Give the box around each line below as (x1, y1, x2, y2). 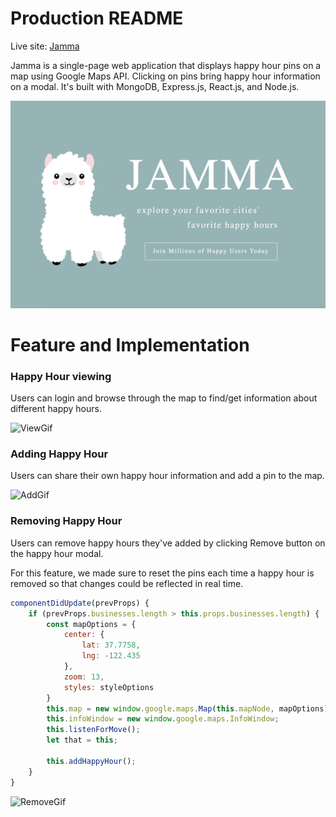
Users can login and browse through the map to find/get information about (10, 392, 318, 404)
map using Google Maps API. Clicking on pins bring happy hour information (10, 70, 321, 82)
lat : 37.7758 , (81, 640, 141, 651)
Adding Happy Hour (10, 447, 109, 461)
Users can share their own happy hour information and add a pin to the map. (10, 470, 325, 482)
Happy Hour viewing (10, 369, 112, 383)
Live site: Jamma (10, 40, 80, 52)
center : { (63, 630, 105, 640)
